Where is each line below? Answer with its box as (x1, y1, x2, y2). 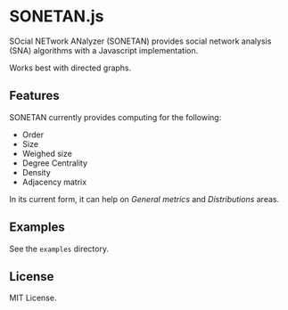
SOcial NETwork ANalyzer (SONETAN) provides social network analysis (9, 36, 272, 46)
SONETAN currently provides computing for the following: (9, 111, 222, 122)
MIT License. (9, 292, 57, 304)
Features (9, 88, 60, 103)
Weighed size (21, 148, 73, 159)
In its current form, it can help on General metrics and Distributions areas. (9, 193, 279, 204)
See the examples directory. (9, 243, 110, 254)
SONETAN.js (9, 6, 104, 27)
